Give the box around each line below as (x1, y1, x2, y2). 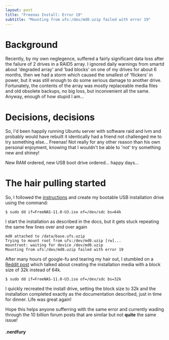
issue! (5, 317, 18, 323)
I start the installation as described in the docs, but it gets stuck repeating (5, 218, 159, 224)
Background (5, 39, 58, 50)
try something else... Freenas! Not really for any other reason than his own (5, 139, 161, 145)
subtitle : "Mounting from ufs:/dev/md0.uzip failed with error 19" (5, 17, 151, 22)
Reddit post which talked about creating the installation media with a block (5, 262, 161, 268)
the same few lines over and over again (5, 224, 87, 230)
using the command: (5, 200, 48, 206)
